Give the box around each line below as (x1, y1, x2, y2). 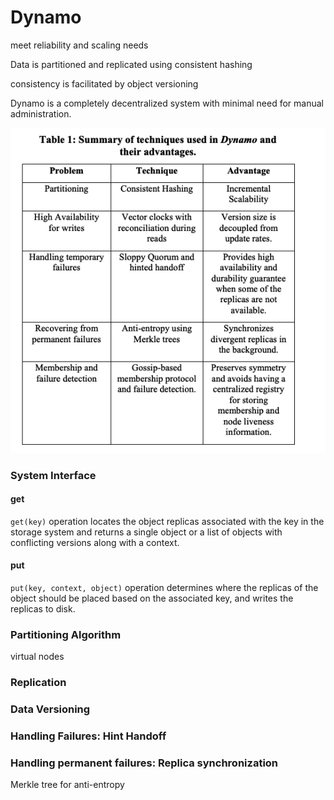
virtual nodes (10, 651, 65, 663)
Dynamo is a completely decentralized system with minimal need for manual (10, 97, 324, 109)
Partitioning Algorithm (10, 627, 122, 641)
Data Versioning (10, 702, 91, 716)
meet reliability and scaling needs (10, 39, 149, 51)
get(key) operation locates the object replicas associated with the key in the (10, 515, 325, 527)
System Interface (10, 468, 97, 482)
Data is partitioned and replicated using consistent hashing (10, 58, 253, 70)
